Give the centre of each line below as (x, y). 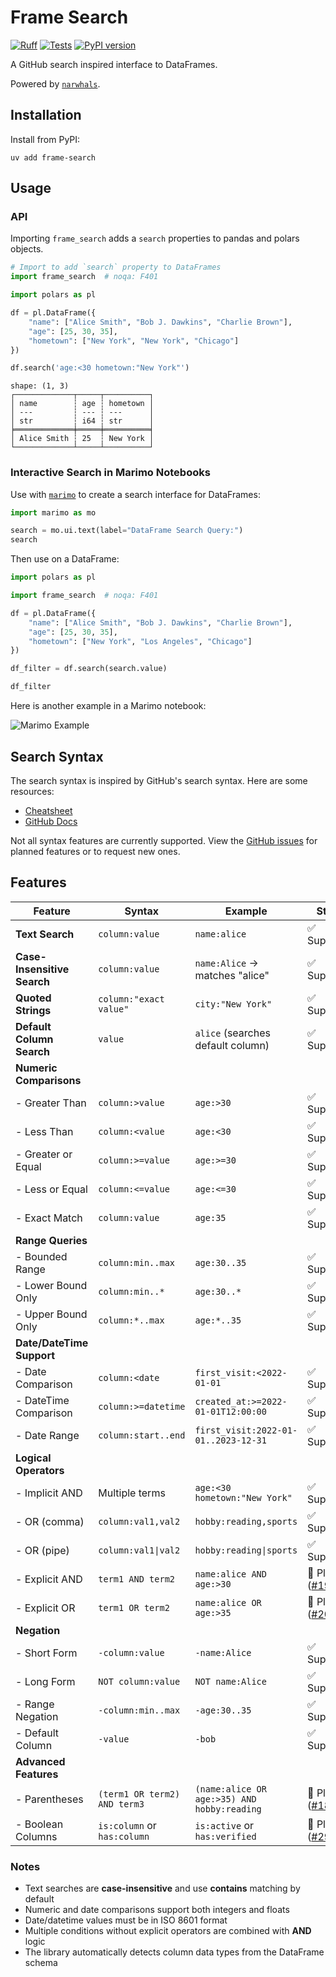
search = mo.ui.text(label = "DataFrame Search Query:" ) (127, 531)
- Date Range (47, 1435)
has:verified (225, 1836)
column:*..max (131, 1320)
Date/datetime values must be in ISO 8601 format (126, 1920)
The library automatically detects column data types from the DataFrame (174, 1952)
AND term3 (121, 1804)
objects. (27, 249)
